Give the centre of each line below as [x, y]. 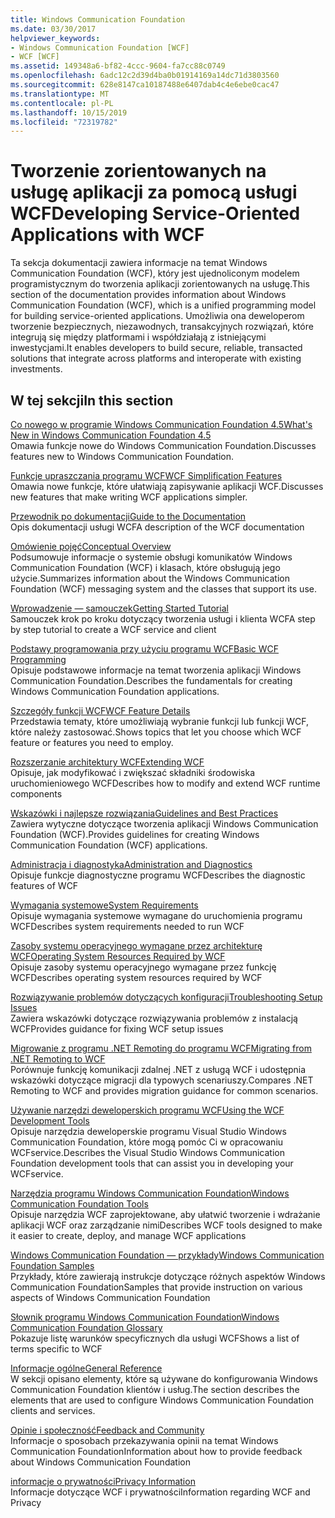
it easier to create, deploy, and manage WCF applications [128, 1235]
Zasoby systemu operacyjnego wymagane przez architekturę [136, 945]
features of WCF [44, 885]
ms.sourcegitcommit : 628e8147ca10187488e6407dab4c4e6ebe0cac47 [145, 85]
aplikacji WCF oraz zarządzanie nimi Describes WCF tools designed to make [166, 1225]
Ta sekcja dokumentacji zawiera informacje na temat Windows [139, 263]
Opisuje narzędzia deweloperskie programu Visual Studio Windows [148, 1131]
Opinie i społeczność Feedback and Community [107, 1430]
